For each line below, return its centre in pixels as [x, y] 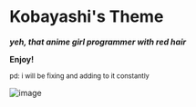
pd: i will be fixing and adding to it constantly [80, 76]
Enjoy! [22, 59]
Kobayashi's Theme [87, 17]
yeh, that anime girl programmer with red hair [98, 42]
